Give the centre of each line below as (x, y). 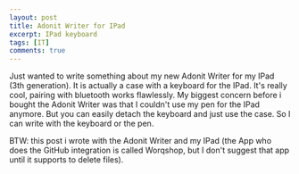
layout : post (33, 17)
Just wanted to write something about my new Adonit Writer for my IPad (142, 76)
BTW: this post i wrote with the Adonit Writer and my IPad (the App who (141, 141)
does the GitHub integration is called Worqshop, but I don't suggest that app (149, 150)
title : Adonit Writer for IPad (67, 26)
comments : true (37, 51)
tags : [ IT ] (29, 42)
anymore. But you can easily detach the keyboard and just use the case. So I (150, 114)
